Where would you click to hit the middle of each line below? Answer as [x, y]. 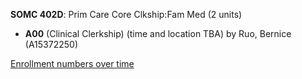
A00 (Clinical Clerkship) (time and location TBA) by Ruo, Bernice [158, 33]
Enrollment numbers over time [72, 63]
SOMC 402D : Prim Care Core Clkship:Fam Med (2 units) [126, 14]
